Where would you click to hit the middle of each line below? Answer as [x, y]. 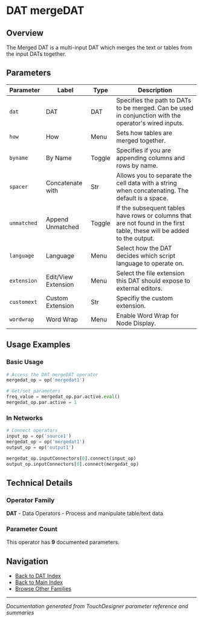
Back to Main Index [39, 582]
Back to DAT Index [38, 576]
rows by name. [137, 166]
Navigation [27, 561]
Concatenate [64, 183]
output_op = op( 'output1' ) [40, 447]
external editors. [140, 288]
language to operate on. [150, 263]
